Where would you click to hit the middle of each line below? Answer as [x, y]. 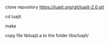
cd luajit [13, 16]
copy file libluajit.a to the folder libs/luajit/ [47, 35]
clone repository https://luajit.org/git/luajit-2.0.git [55, 7]
